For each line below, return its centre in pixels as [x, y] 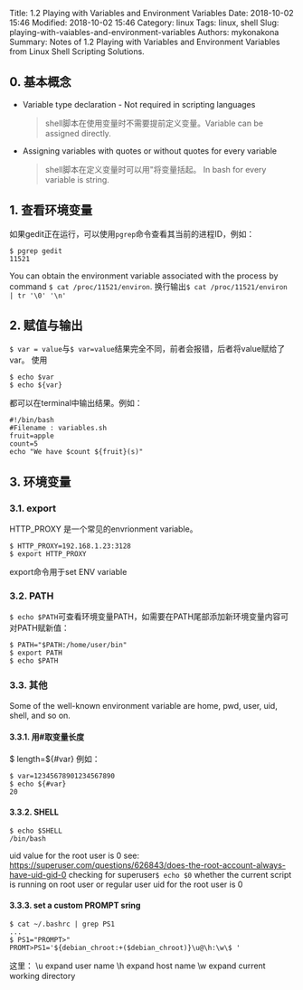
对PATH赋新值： [39, 628]
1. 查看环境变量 [51, 210]
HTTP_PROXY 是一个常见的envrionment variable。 [104, 529]
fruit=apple [32, 436]
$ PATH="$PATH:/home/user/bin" [68, 646]
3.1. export [33, 508]
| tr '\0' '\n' [38, 296]
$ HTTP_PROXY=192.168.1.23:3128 [70, 546]
